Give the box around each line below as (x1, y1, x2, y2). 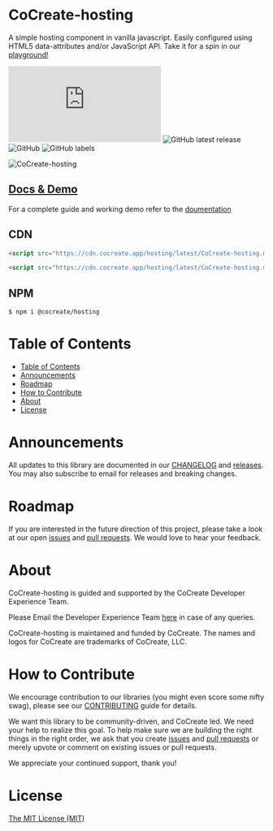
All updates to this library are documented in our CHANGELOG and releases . (8, 461, 264, 470)
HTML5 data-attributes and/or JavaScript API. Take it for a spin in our (8, 41, 241, 50)
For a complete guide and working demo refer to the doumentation (8, 204, 232, 214)
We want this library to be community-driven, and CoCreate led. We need (8, 716, 254, 726)
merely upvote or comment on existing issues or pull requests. (8, 742, 217, 752)
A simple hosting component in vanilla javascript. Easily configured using (8, 32, 253, 42)
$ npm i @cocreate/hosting (8, 308, 100, 316)
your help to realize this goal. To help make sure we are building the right (8, 725, 253, 734)
